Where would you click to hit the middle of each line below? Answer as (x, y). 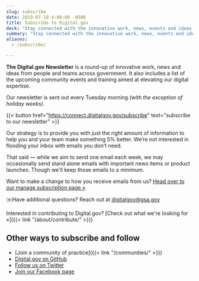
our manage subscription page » (46, 187)
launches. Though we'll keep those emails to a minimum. (75, 169)
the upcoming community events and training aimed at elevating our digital (97, 79)
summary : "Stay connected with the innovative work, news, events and (95, 34)
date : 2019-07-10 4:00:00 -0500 (46, 17)
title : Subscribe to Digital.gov (47, 23)
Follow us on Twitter (39, 265)
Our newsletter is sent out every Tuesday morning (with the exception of (94, 97)
